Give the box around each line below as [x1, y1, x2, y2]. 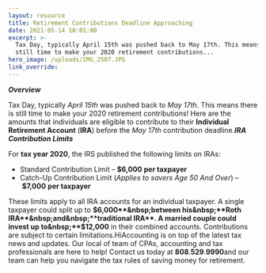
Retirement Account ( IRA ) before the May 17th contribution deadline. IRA [8, 125, 247, 135]
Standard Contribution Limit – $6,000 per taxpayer [19, 164, 188, 174]
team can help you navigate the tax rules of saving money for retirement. [8, 255, 245, 265]
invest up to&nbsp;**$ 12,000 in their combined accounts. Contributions [8, 222, 248, 231]
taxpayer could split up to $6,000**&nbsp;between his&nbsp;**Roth [8, 205, 241, 214]
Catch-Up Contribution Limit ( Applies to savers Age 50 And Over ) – [19, 173, 239, 182]
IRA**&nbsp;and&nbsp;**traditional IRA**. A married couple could [8, 213, 237, 222]
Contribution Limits [8, 134, 74, 143]
